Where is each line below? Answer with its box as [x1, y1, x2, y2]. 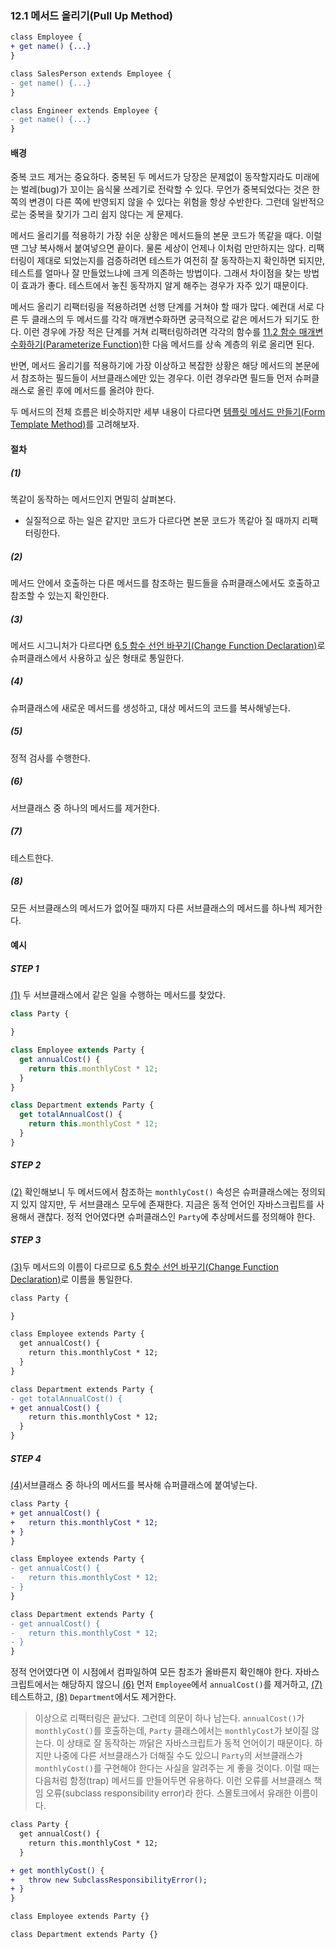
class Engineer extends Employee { [10, 105, 159, 116]
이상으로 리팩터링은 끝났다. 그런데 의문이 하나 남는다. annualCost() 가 [34, 1712, 305, 1724]
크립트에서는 [10, 1678, 60, 1691]
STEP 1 [10, 962, 40, 974]
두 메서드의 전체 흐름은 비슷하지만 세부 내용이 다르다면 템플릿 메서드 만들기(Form [10, 406, 326, 418]
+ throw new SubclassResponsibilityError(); [10, 1875, 208, 1885]
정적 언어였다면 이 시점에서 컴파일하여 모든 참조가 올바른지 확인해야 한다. [10, 1666, 293, 1678]
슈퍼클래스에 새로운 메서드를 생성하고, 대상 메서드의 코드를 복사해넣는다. [10, 702, 291, 714]
